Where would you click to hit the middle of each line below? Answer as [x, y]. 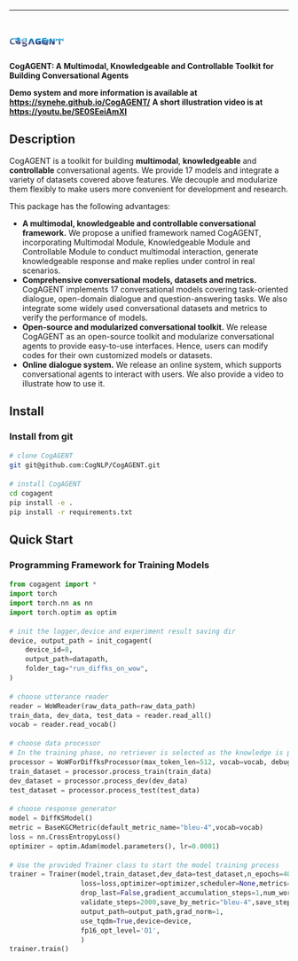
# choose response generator [63, 809]
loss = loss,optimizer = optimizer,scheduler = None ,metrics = [186, 884]
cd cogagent [31, 493]
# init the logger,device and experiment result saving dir [123, 631]
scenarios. [41, 270]
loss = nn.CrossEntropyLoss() [65, 837]
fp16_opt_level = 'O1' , [121, 930]
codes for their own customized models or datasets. [117, 355]
